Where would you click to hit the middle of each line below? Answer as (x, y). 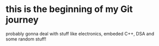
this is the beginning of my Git (69, 9)
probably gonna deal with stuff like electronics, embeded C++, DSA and (80, 33)
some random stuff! (26, 39)
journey (22, 20)
